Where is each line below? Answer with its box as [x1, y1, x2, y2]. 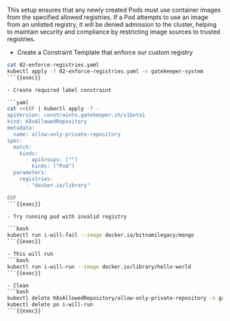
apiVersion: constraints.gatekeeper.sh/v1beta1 [7, 112, 146, 119]
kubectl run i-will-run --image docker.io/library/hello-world [7, 263, 192, 270]
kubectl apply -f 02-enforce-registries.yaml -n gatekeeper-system [7, 68, 204, 75]
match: [13, 143, 32, 150]
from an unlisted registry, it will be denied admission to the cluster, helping [7, 21, 217, 28]
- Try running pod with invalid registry [7, 213, 127, 220]
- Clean [7, 282, 29, 289]
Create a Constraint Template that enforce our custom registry [16, 48, 193, 56]
